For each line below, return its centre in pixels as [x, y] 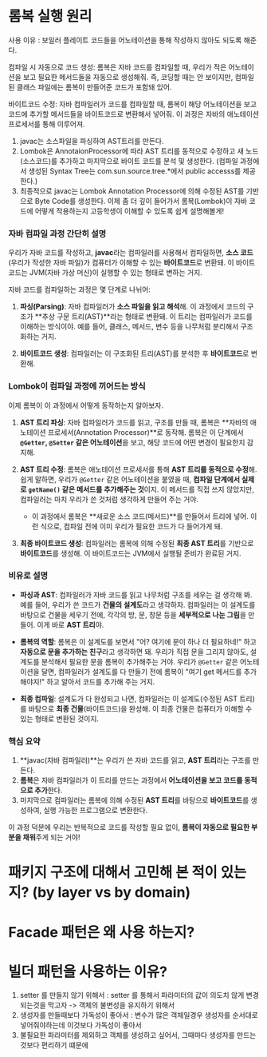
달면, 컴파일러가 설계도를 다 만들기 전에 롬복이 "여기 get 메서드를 [141, 672]
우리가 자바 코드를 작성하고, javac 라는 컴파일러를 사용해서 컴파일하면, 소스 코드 [131, 253]
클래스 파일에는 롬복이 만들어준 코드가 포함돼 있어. [94, 87]
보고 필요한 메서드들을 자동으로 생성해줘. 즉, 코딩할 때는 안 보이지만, [128, 77]
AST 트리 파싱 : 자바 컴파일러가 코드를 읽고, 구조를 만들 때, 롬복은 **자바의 [134, 422]
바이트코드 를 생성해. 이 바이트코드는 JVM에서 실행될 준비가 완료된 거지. [130, 553]
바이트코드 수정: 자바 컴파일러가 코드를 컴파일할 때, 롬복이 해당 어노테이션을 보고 [133, 104]
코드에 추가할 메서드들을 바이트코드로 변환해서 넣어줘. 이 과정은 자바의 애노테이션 [134, 114]
